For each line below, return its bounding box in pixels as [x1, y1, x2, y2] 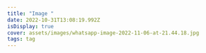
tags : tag [7, 36, 36, 43]
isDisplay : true [7, 23, 54, 30]
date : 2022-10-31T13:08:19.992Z [7, 17, 100, 23]
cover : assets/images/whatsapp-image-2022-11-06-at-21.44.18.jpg [7, 29, 199, 36]
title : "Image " [7, 10, 54, 17]
